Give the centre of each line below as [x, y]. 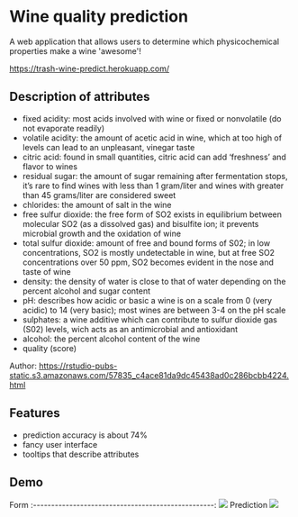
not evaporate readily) [63, 128]
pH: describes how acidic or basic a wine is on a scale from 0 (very [147, 300]
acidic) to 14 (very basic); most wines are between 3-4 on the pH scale [154, 310]
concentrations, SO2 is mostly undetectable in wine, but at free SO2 [149, 252]
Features [35, 413]
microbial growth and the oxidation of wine [102, 233]
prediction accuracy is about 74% [85, 435]
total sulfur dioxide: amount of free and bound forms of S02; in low [146, 243]
